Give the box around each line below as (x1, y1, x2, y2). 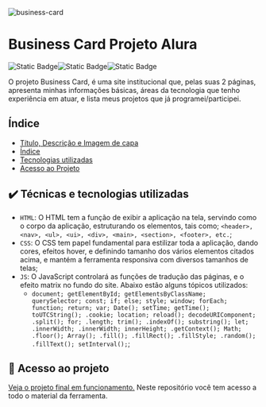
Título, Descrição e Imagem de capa (19, 138, 139, 147)
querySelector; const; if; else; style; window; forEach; (31, 297, 228, 305)
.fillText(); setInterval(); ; (31, 339, 131, 348)
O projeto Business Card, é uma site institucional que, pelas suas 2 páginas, (8, 76, 256, 87)
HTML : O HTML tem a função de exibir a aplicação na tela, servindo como (19, 212, 257, 222)
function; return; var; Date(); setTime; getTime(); (31, 304, 210, 312)
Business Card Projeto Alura (8, 36, 198, 53)
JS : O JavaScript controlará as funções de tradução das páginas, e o (19, 271, 245, 281)
